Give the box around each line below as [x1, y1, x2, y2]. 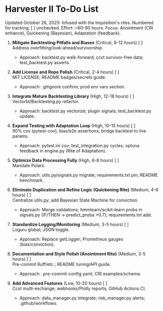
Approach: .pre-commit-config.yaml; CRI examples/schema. [19, 271, 141, 277]
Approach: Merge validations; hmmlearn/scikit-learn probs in [19, 207, 143, 212]
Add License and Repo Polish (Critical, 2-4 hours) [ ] [12, 69, 119, 75]
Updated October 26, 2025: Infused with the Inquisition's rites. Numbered [5, 20, 154, 26]
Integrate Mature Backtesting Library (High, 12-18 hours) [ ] [12, 93, 135, 99]
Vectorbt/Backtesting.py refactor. [12, 98, 80, 104]
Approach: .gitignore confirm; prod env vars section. [19, 83, 126, 89]
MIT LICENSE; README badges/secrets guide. [12, 74, 106, 80]
